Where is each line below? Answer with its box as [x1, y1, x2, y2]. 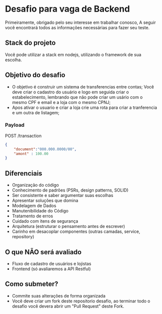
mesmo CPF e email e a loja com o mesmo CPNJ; [12, 99, 111, 105]
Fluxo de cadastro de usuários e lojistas [12, 261, 91, 266]
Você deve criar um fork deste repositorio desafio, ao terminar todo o [12, 298, 150, 304]
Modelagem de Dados [12, 203, 57, 209]
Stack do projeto [5, 39, 56, 47]
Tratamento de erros [12, 213, 53, 219]
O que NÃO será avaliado [5, 248, 82, 256]
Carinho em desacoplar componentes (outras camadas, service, [12, 228, 140, 234]
